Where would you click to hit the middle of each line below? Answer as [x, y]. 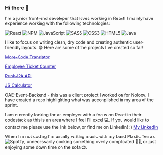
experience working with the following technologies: [58, 23]
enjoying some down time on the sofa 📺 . [46, 147]
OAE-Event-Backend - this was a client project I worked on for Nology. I [77, 95]
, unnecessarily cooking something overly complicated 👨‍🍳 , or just [90, 142]
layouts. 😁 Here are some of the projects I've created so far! [82, 48]
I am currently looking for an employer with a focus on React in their [73, 115]
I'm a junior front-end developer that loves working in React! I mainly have [79, 19]
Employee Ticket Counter [31, 67]
